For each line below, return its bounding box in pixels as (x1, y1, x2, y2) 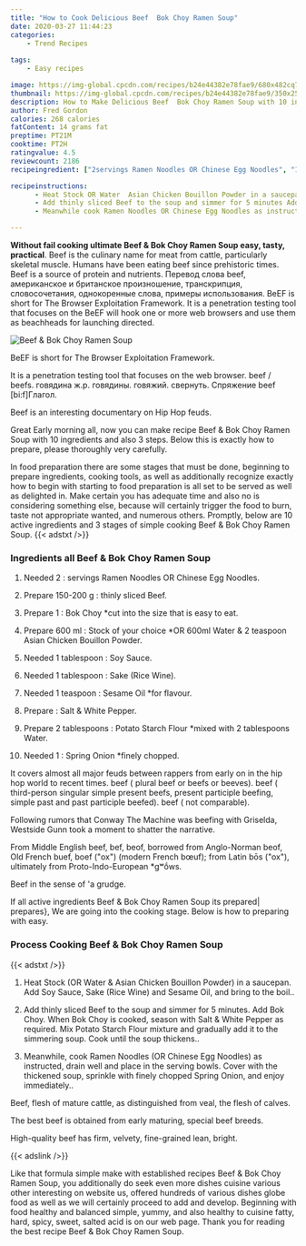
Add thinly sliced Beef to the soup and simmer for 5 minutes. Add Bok (23, 1004, 285, 1015)
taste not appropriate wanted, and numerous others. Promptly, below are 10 (10, 510, 293, 520)
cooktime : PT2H (10, 140, 68, 149)
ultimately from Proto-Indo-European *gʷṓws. (10, 861, 183, 872)
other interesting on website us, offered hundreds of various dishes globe (10, 1187, 286, 1198)
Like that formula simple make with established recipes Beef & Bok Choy (10, 1168, 281, 1179)
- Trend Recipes (26, 38, 89, 48)
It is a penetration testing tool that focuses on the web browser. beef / (10, 370, 271, 380)
